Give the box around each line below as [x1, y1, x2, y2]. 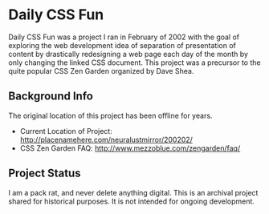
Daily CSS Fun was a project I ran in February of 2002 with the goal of [8, 32, 240, 42]
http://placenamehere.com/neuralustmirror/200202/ [19, 135, 193, 144]
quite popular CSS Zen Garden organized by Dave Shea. [8, 66, 194, 75]
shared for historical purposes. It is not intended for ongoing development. [8, 196, 255, 206]
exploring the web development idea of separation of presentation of [8, 40, 237, 50]
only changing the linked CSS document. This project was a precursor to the [8, 58, 261, 67]
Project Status [8, 167, 82, 180]
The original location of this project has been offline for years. [8, 111, 213, 120]
